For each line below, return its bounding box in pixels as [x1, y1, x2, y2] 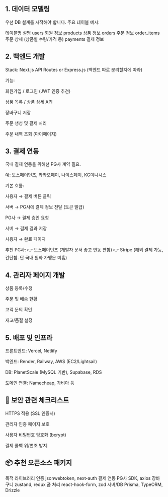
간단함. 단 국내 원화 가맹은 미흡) [5, 255, 67, 261]
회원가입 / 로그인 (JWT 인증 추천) [5, 88, 71, 94]
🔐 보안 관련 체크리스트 [5, 396, 69, 404]
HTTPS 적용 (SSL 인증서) [5, 410, 55, 416]
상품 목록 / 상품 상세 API [5, 99, 53, 105]
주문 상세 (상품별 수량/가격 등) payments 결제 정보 [5, 36, 104, 42]
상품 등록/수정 [5, 285, 33, 291]
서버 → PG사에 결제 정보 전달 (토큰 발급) [5, 204, 85, 210]
